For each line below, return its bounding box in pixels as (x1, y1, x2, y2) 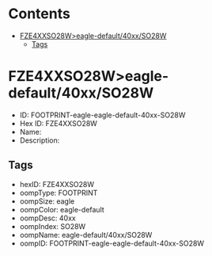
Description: (19, 136, 60, 145)
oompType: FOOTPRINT (19, 188, 98, 197)
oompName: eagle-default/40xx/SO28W (19, 230, 153, 239)
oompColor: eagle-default (19, 204, 104, 214)
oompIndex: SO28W (19, 221, 86, 231)
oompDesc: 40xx (19, 213, 77, 223)
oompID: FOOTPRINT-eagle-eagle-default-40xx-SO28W (19, 239, 204, 248)
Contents (8, 5, 71, 23)
